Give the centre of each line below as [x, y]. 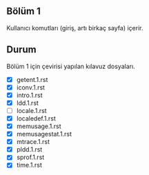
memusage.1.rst [39, 126]
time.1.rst [29, 165]
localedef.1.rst [36, 118]
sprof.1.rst [30, 157]
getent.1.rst [32, 79]
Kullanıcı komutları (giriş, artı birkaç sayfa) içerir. [75, 28]
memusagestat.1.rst [44, 134]
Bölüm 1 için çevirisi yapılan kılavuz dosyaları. [71, 66]
